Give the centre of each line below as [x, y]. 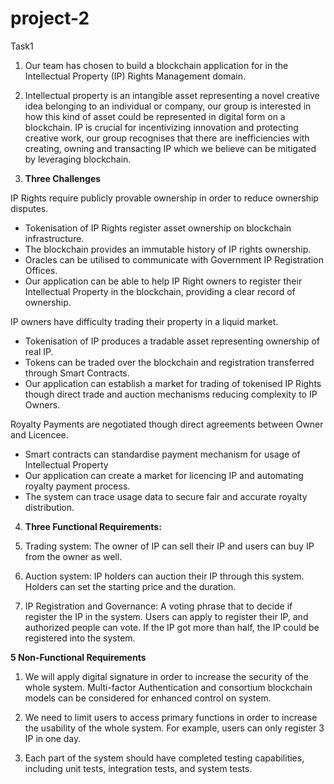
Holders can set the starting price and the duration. [130, 586]
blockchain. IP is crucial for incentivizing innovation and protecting [161, 127]
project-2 [50, 18]
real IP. [39, 351]
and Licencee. [39, 434]
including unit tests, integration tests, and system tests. [138, 768]
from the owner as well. [73, 556]
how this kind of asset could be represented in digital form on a [155, 116]
